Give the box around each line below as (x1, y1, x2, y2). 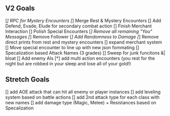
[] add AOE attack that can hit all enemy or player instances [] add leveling (5, 89, 161, 95)
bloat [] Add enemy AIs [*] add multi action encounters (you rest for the (5, 55, 155, 61)
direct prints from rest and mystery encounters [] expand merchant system (5, 39, 162, 45)
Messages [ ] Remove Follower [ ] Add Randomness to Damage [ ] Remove (5, 33, 159, 40)
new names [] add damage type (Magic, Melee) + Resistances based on (5, 99, 157, 105)
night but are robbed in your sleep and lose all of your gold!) (5, 60, 131, 66)
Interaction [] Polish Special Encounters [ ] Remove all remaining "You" (5, 28, 153, 34)
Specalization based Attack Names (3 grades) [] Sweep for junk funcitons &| (5, 50, 165, 56)
